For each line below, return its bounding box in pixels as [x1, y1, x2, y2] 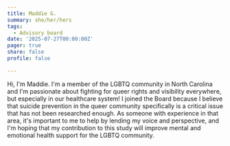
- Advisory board [13, 29, 63, 36]
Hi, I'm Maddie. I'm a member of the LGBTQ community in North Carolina [7, 80, 213, 88]
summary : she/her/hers [7, 17, 72, 23]
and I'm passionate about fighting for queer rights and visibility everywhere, [7, 87, 222, 95]
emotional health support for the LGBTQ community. [7, 131, 154, 139]
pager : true [7, 42, 41, 49]
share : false [7, 49, 45, 56]
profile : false [7, 55, 51, 62]
